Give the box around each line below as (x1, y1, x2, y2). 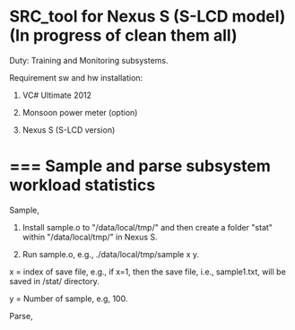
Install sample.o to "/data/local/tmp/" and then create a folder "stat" (22, 221, 273, 232)
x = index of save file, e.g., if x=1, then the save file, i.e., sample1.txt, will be (9, 266, 287, 277)
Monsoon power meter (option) (22, 107, 138, 117)
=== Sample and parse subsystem (9, 156, 272, 177)
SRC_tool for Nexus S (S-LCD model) (9, 6, 286, 27)
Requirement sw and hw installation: (9, 72, 143, 82)
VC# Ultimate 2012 (22, 90, 92, 100)
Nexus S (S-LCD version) (22, 124, 116, 135)
